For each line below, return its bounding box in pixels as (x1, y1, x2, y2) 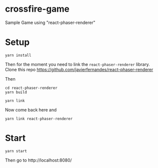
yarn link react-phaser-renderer (5, 116, 73, 121)
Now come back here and (5, 106, 57, 113)
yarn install (5, 53, 32, 58)
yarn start (5, 148, 27, 153)
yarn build (5, 89, 27, 95)
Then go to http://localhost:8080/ (5, 157, 72, 163)
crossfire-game (5, 3, 70, 15)
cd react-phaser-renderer (5, 85, 57, 90)
